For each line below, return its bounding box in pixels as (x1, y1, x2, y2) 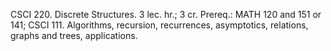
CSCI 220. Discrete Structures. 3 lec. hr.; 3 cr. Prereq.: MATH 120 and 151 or (10, 9, 322, 20)
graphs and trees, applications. (10, 30, 138, 41)
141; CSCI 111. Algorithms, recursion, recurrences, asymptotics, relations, (10, 19, 309, 31)
